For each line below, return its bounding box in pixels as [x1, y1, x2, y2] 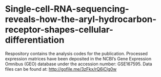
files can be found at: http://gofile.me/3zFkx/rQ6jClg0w [5, 66, 117, 72]
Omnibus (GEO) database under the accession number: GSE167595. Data [5, 61, 152, 67]
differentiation [5, 35, 64, 46]
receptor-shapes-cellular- [5, 24, 114, 35]
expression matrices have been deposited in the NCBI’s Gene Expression [5, 56, 152, 61]
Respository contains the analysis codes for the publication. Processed [5, 50, 148, 57]
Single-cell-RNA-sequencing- [5, 3, 129, 15]
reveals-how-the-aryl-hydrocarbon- [5, 14, 157, 25]
